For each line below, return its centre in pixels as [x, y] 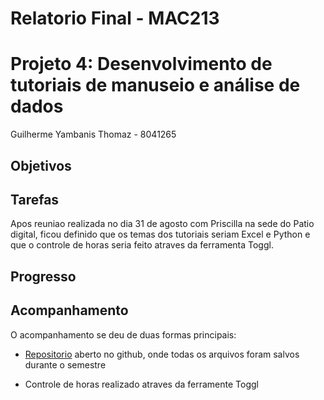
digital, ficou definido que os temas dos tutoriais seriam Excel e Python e [160, 234]
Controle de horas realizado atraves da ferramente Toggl [141, 384]
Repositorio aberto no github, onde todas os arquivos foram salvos [162, 354]
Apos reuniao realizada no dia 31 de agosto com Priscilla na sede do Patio [162, 224]
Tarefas [35, 199]
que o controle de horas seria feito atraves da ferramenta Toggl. [142, 245]
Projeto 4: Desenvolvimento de [141, 64]
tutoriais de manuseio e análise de [155, 85]
